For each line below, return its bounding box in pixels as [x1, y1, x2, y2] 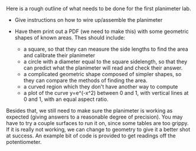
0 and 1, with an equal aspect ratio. [23, 96, 109, 103]
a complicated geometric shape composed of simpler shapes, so [23, 71, 182, 77]
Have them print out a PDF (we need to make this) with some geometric [14, 28, 189, 35]
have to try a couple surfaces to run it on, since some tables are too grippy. [6, 120, 189, 126]
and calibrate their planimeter [23, 52, 96, 58]
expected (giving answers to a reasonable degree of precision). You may [6, 113, 183, 120]
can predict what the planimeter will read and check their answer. [23, 64, 183, 71]
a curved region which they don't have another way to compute [23, 83, 178, 90]
